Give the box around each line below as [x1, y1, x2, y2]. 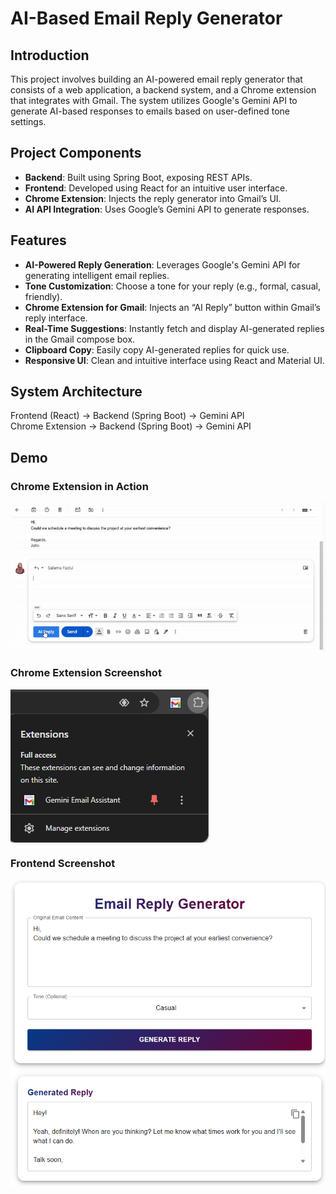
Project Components [10, 145, 142, 162]
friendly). [24, 290, 63, 302]
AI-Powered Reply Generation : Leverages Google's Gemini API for [24, 258, 301, 271]
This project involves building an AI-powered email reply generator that [10, 73, 303, 85]
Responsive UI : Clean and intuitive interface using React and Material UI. [24, 354, 325, 366]
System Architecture [10, 383, 143, 401]
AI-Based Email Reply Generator [10, 7, 283, 30]
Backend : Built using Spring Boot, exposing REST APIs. [24, 171, 253, 183]
